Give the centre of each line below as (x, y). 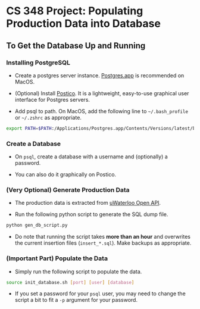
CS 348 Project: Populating (75, 11)
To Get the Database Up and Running (76, 46)
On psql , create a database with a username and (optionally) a (91, 157)
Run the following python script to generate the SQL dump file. (91, 214)
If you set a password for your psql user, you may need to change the (100, 294)
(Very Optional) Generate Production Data (68, 190)
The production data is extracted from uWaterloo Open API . (88, 203)
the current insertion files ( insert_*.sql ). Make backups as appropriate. (103, 243)
